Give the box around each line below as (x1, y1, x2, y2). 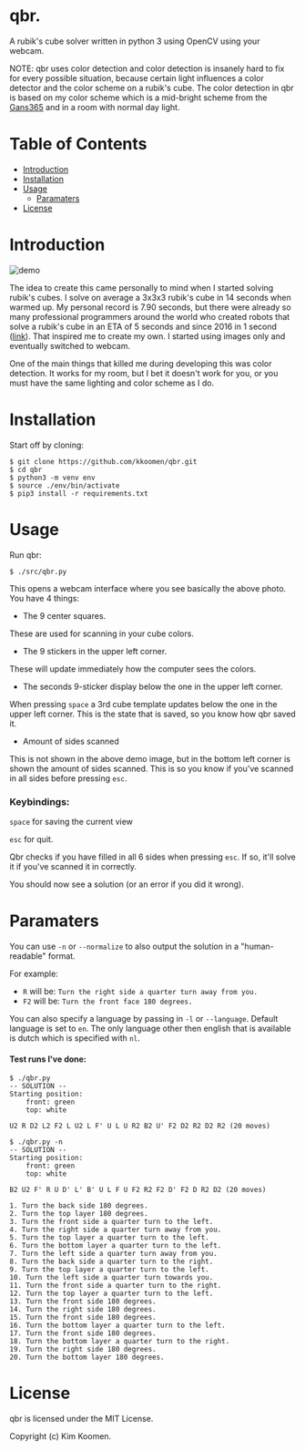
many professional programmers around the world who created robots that (9, 311, 290, 322)
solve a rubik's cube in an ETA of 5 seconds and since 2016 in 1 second (9, 321, 278, 332)
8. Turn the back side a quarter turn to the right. (9, 1257, 214, 1267)
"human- (240, 941, 275, 952)
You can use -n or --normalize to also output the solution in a (9, 941, 239, 952)
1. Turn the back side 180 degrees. (9, 1201, 148, 1210)
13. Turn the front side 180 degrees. (9, 1297, 157, 1306)
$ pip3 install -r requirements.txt (9, 489, 148, 498)
